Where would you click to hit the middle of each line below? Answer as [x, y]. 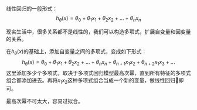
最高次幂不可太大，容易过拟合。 [45, 101]
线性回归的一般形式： [32, 8]
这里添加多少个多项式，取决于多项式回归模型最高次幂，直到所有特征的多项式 [98, 73]
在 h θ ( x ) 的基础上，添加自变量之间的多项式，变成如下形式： [77, 52]
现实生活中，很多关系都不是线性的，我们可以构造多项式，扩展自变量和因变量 [98, 32]
